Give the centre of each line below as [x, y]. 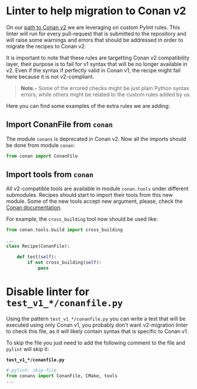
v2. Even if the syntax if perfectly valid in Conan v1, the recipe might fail [93, 70]
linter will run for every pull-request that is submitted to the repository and [96, 33]
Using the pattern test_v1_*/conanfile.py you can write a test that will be [96, 318]
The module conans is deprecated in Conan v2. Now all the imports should [96, 139]
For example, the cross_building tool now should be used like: [82, 219]
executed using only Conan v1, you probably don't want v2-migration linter [97, 325]
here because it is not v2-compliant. [50, 76]
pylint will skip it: [28, 349]
